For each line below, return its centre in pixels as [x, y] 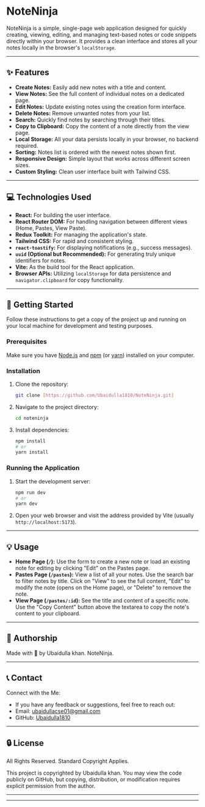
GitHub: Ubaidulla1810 [43, 717]
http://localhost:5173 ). [46, 522]
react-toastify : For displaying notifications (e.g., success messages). [103, 247]
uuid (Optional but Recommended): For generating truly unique [95, 254]
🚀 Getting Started [40, 304]
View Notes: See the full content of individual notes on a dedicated [100, 93]
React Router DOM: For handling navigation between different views [101, 222]
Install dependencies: [42, 430]
